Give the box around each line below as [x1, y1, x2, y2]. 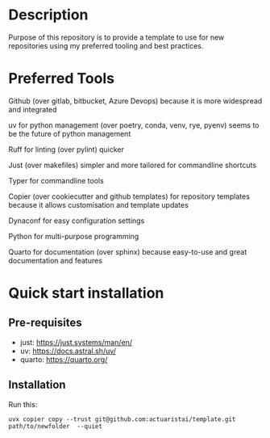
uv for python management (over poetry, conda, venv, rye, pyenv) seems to [8, 120, 260, 130]
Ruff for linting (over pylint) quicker [8, 144, 125, 154]
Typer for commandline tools [8, 175, 105, 185]
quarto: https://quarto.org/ [19, 354, 108, 364]
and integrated [8, 104, 57, 114]
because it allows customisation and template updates [8, 200, 189, 209]
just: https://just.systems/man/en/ [19, 337, 133, 347]
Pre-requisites [8, 316, 82, 330]
